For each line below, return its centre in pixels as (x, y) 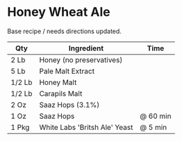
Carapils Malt (61, 93)
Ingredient (86, 48)
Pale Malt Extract (67, 71)
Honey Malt (58, 82)
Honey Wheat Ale (59, 12)
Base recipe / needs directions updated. (64, 31)
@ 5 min (154, 127)
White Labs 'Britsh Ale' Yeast (86, 127)
